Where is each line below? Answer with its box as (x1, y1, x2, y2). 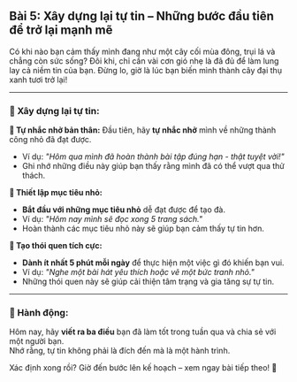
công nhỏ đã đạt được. (9, 134, 92, 145)
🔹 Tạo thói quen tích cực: (9, 241, 103, 251)
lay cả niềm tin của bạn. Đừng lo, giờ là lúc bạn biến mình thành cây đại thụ (9, 65, 283, 75)
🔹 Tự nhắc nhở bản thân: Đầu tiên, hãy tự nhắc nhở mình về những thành (9, 125, 277, 135)
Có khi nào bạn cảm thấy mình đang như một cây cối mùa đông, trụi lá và (9, 46, 276, 57)
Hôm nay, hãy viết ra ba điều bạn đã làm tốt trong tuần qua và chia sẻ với (9, 326, 277, 337)
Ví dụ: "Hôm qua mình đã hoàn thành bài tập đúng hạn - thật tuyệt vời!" (21, 151, 285, 162)
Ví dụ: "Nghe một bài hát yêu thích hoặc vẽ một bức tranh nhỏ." (21, 267, 255, 278)
